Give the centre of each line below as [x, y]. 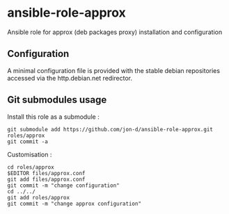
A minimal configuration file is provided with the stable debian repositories [114, 70]
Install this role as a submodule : [53, 117]
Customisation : [30, 154]
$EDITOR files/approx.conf [46, 173]
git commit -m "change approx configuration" [74, 204]
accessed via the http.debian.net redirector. [70, 78]
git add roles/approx [39, 197]
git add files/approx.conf [46, 179]
